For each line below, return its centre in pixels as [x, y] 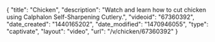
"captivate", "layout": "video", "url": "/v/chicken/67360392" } [92, 31]
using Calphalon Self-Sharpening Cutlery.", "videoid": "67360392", [100, 17]
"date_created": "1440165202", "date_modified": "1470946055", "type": [107, 24]
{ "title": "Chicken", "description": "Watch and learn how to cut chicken [106, 10]
